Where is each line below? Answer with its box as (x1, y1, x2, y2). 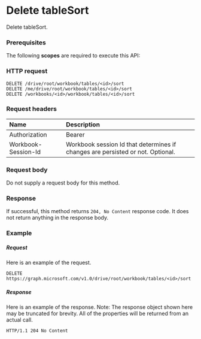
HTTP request (6, 67, 48, 75)
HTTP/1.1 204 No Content (6, 328, 68, 334)
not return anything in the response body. (6, 214, 109, 222)
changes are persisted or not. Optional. (65, 147, 175, 156)
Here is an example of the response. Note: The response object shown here (6, 304, 193, 311)
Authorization (9, 130, 47, 138)
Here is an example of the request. (6, 259, 92, 267)
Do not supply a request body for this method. (6, 179, 120, 186)
